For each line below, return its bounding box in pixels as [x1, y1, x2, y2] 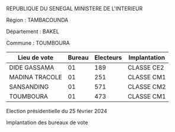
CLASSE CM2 [127, 83, 166, 91]
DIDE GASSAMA [9, 63, 55, 72]
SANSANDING [9, 83, 49, 91]
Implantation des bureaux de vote [6, 119, 88, 126]
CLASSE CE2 [127, 63, 164, 72]
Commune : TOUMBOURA [6, 40, 70, 46]
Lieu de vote [17, 53, 53, 62]
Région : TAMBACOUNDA [6, 17, 69, 23]
